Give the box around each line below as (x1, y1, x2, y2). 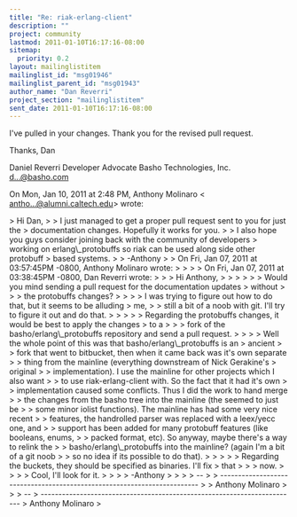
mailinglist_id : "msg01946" (9, 71, 113, 80)
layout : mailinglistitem (9, 63, 101, 72)
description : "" (9, 21, 69, 30)
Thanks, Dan (9, 145, 56, 156)
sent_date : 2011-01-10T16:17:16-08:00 (9, 104, 152, 113)
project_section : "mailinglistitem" (9, 95, 145, 105)
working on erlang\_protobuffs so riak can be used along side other (9, 244, 255, 255)
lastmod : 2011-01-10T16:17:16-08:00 (9, 37, 145, 47)
